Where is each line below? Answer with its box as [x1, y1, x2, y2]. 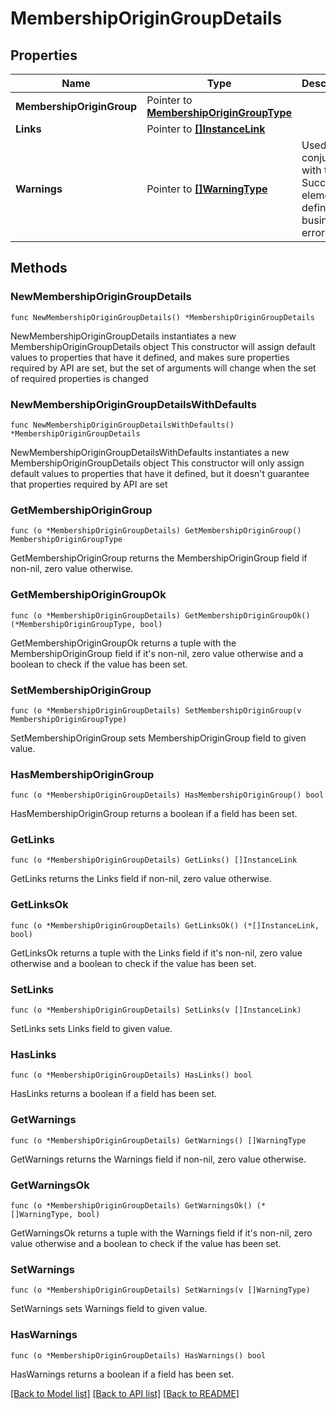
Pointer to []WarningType [146, 182, 268, 196]
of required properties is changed [10, 372, 149, 384]
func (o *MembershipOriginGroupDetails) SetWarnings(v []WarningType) [10, 1285, 311, 1296]
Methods [10, 260, 68, 277]
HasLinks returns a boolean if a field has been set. [10, 1088, 217, 1100]
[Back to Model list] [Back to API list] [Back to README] [10, 1387, 240, 1399]
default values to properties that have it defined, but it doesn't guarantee [10, 467, 310, 479]
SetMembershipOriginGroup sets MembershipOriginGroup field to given [10, 732, 307, 744]
